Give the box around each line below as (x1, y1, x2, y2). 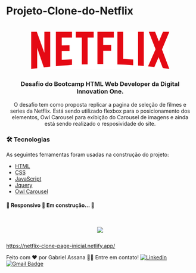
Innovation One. (76, 88, 124, 96)
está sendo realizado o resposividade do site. (44, 120, 156, 127)
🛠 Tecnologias (6, 135, 51, 144)
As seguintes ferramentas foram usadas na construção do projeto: (6, 151, 169, 158)
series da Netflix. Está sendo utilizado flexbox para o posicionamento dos (10, 107, 191, 114)
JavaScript (14, 175, 42, 182)
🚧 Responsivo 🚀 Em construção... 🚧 (6, 201, 95, 209)
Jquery (14, 181, 33, 188)
